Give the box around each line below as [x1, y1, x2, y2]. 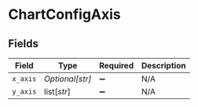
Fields [8, 37, 39, 50]
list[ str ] [44, 87, 71, 97]
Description [141, 61, 186, 71]
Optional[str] [44, 73, 92, 84]
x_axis [12, 75, 37, 83]
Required [99, 61, 134, 71]
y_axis [12, 87, 37, 96]
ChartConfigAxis [8, 6, 121, 24]
